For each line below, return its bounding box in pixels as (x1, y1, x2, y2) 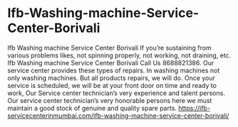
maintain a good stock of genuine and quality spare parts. (7, 104, 177, 112)
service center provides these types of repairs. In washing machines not (7, 66, 220, 74)
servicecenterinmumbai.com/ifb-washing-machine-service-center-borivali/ (7, 111, 229, 120)
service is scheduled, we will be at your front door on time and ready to (7, 81, 217, 89)
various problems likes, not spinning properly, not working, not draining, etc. (7, 51, 232, 60)
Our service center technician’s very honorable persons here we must (7, 96, 212, 104)
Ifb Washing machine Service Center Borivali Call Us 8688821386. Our (7, 58, 214, 67)
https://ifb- (177, 104, 210, 112)
